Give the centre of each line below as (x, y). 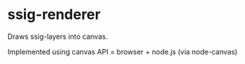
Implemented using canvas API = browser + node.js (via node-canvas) (122, 51)
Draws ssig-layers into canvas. (58, 36)
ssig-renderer (54, 15)
